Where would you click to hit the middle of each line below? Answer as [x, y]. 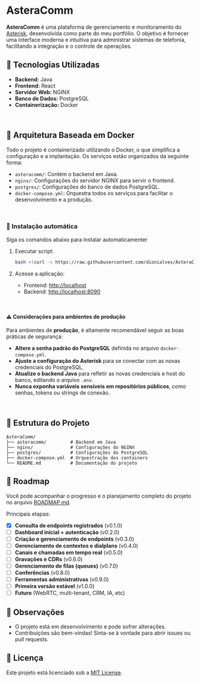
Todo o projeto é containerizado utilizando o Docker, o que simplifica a [93, 150]
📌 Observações [35, 612]
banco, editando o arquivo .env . [54, 380]
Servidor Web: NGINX [42, 92]
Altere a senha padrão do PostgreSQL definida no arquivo [87, 348]
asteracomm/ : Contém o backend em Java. [66, 174]
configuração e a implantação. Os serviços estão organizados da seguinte [98, 156]
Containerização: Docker [47, 105]
